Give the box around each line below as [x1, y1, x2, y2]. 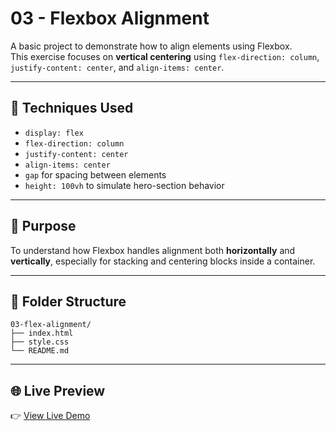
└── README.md [10, 346, 70, 356]
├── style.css [10, 337, 70, 347]
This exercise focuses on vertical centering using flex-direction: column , [10, 50, 320, 62]
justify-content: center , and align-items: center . [10, 61, 225, 73]
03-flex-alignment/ [10, 320, 92, 330]
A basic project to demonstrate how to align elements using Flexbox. [10, 40, 293, 52]
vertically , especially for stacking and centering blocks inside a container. [10, 255, 316, 267]
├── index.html [10, 328, 74, 339]
